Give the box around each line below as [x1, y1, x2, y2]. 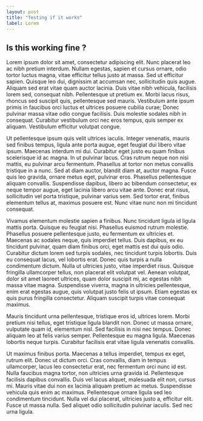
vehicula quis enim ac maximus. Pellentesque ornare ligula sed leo [6, 389, 172, 396]
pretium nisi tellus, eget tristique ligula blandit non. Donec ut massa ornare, [6, 319, 193, 327]
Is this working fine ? [6, 42, 87, 53]
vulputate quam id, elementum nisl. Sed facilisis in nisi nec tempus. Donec [6, 325, 191, 333]
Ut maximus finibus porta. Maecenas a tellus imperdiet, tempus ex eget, [6, 350, 186, 357]
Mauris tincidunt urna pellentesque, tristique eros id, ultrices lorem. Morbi [6, 313, 190, 320]
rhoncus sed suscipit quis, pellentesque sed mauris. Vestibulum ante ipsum [6, 98, 195, 105]
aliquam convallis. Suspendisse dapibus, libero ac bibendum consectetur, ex [6, 180, 197, 187]
